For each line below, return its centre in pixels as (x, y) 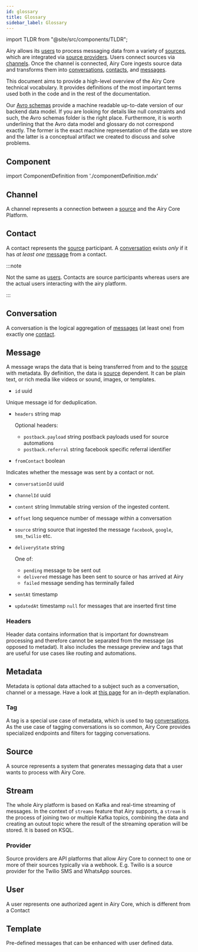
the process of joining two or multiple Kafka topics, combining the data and (97, 818)
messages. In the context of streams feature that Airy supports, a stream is (96, 811)
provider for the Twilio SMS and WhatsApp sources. (69, 871)
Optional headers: (36, 425)
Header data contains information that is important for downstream (88, 634)
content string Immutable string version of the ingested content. (92, 507)
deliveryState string (39, 548)
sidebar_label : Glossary (37, 22)
